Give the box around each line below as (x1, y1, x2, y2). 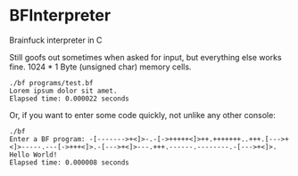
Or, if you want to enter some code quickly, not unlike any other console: (9, 109, 277, 120)
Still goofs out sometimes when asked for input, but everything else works (9, 52, 283, 62)
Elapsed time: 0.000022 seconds (9, 94, 129, 103)
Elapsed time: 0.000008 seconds (9, 157, 129, 167)
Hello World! (9, 150, 58, 159)
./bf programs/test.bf (9, 78, 94, 87)
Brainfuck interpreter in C (9, 35, 103, 45)
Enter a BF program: (9, 134, 87, 143)
